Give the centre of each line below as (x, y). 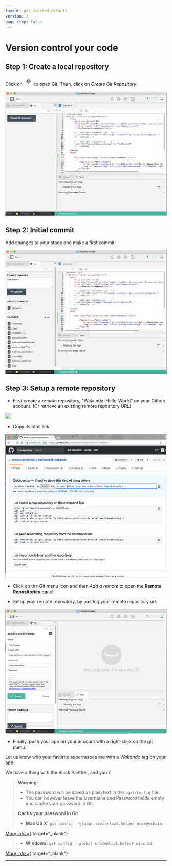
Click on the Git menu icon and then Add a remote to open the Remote (87, 586)
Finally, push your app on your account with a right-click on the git (83, 741)
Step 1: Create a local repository (57, 67)
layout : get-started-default (36, 11)
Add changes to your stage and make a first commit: (61, 243)
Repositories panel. (34, 592)
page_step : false (24, 22)
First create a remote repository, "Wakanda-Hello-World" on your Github (89, 401)
